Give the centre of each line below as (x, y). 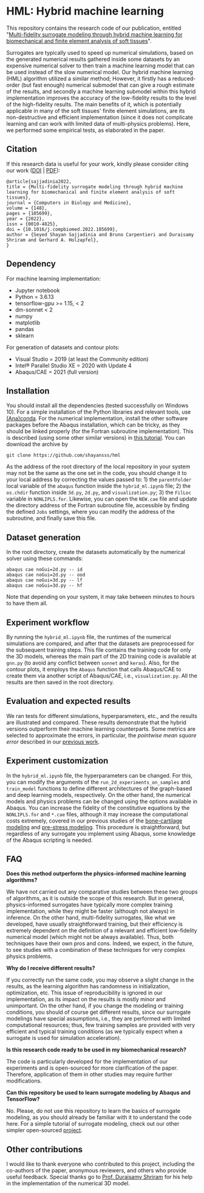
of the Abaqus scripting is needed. (49, 840)
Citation (22, 149)
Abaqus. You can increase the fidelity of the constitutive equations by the (98, 808)
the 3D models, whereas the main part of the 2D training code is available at (101, 656)
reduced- (184, 78)
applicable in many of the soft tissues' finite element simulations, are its (96, 111)
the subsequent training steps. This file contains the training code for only (99, 650)
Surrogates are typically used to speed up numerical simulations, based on (100, 52)
